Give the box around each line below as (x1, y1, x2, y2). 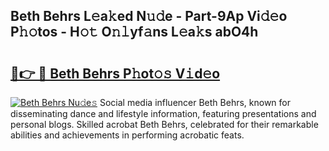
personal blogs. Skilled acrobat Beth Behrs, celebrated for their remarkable (10, 119, 319, 130)
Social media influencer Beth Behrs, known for (99, 97, 291, 108)
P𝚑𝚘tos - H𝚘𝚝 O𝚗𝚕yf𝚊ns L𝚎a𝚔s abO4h (10, 24, 259, 41)
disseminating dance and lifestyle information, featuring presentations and (10, 108, 317, 119)
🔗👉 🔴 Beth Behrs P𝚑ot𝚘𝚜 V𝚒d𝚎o (10, 65, 221, 82)
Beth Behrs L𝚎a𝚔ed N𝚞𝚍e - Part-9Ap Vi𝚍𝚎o (10, 8, 288, 25)
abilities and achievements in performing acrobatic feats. (10, 129, 245, 141)
